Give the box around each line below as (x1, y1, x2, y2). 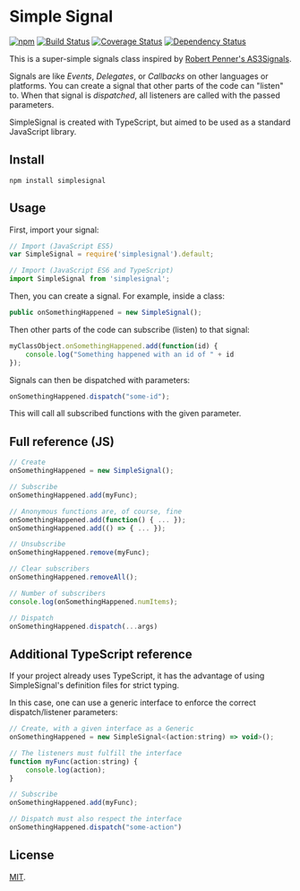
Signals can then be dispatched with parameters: (9, 374, 191, 385)
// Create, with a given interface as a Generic (9, 724, 194, 733)
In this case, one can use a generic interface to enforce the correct (9, 697, 257, 708)
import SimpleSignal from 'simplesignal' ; (9, 275, 170, 284)
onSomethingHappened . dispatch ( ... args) (9, 622, 159, 631)
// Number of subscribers (9, 589, 106, 598)
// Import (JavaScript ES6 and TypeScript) (9, 266, 175, 275)
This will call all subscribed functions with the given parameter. (9, 408, 242, 419)
